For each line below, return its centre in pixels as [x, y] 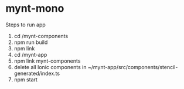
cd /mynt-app [30, 54]
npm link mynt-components [47, 61]
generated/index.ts [37, 73]
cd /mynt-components [41, 36]
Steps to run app [26, 25]
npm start [25, 79]
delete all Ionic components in [50, 67]
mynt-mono [35, 8]
